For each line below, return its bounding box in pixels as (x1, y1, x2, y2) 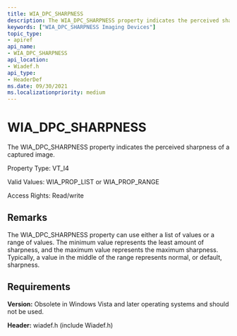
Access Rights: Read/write (7, 191, 85, 200)
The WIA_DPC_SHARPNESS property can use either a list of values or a (7, 230, 215, 239)
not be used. (7, 307, 44, 316)
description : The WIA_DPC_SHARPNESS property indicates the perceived (7, 17, 219, 24)
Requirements (7, 281, 71, 293)
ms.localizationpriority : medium (7, 89, 106, 96)
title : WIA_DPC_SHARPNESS (7, 10, 83, 18)
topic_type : (7, 30, 42, 37)
